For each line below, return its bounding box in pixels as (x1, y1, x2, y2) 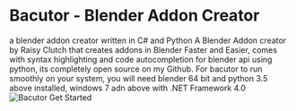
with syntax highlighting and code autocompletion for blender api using (9, 54, 273, 64)
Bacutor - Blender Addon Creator (9, 5, 260, 26)
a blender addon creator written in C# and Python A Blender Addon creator (9, 35, 287, 46)
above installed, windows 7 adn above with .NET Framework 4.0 (9, 82, 247, 93)
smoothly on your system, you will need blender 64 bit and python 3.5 (9, 73, 268, 83)
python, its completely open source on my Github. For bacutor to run (9, 64, 263, 74)
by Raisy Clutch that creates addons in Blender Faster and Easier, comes (9, 44, 278, 55)
